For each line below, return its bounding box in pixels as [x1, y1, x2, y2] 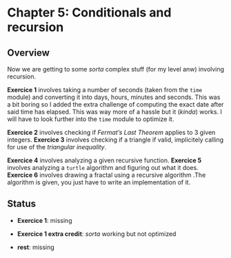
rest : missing [17, 243, 55, 251]
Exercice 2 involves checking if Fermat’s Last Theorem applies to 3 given [7, 129, 216, 136]
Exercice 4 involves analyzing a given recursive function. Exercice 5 [7, 156, 202, 164]
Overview [7, 47, 50, 58]
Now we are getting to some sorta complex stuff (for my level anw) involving [7, 65, 225, 73]
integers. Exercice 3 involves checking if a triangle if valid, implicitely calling [7, 136, 224, 144]
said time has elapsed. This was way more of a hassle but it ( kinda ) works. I [7, 108, 223, 116]
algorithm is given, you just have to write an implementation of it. [7, 178, 191, 186]
